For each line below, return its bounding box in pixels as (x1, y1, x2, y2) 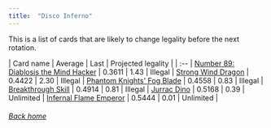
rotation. (8, 42, 37, 53)
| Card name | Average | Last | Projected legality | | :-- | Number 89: (8, 58, 235, 68)
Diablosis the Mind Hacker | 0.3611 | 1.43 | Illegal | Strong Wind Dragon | (8, 66, 250, 77)
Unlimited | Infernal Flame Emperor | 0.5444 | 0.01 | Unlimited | (8, 92, 218, 102)
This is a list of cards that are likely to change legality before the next (8, 34, 240, 44)
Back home (8, 111, 47, 122)
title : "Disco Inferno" (8, 11, 93, 20)
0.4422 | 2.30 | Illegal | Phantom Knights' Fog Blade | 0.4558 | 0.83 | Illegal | (8, 75, 264, 85)
